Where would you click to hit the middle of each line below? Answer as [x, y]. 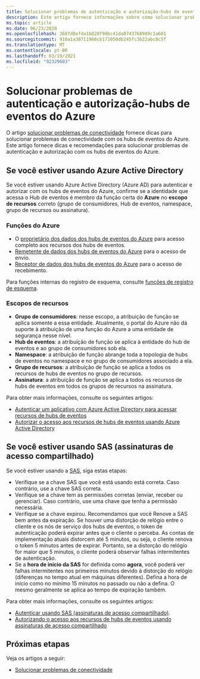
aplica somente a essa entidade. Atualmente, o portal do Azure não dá [101, 323]
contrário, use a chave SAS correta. [58, 488]
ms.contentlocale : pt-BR [37, 51]
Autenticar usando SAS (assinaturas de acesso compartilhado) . [93, 613]
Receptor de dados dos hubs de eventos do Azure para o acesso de [98, 264]
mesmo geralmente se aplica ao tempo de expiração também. [90, 590]
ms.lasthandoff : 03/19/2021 [41, 56]
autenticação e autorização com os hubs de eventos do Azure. [83, 152]
